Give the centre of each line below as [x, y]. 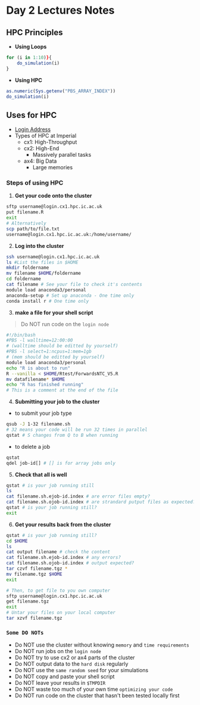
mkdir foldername [28, 268]
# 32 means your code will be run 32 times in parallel [77, 430]
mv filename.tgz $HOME [34, 574]
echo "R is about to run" [38, 368]
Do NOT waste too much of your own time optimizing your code [94, 690]
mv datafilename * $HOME [36, 379]
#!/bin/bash [21, 335]
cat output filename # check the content [58, 552]
